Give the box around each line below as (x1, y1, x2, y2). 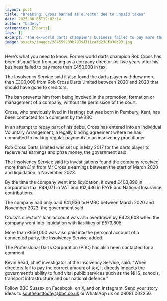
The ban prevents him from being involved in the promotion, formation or (5, 94, 155, 100)
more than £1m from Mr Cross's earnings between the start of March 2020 (5, 164, 158, 170)
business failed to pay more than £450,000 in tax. (5, 64, 107, 70)
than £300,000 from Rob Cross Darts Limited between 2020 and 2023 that (5, 79, 159, 85)
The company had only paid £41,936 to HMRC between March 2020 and (5, 199, 154, 205)
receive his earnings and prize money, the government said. (5, 149, 128, 155)
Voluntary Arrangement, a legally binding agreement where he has (5, 129, 142, 135)
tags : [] (5, 30, 23, 35)
